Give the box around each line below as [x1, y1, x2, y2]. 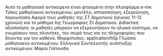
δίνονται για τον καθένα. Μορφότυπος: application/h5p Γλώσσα [5, 35, 136, 41]
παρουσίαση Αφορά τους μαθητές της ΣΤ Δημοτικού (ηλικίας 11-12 [5, 15, 142, 20]
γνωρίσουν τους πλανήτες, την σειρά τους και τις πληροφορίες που [5, 30, 145, 36]
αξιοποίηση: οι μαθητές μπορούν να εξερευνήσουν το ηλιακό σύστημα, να [5, 25, 158, 31]
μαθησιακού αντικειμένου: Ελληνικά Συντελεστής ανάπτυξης [5, 40, 133, 46]
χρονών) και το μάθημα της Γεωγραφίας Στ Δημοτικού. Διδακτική [5, 19, 139, 25]
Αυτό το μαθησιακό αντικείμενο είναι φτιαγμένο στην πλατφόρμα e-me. [5, 4, 153, 10]
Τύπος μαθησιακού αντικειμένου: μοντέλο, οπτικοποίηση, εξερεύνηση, [5, 9, 150, 15]
